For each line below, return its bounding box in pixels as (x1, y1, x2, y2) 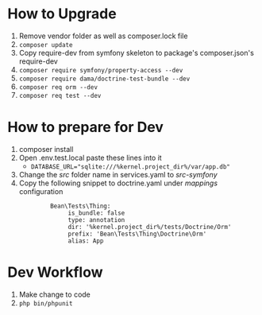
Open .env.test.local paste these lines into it (18, 153, 162, 162)
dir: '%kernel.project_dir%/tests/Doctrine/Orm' (67, 223, 232, 231)
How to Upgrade (7, 5, 117, 23)
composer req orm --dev (18, 83, 98, 91)
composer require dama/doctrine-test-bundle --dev (18, 75, 191, 83)
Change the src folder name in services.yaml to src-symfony (18, 169, 218, 179)
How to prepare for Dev (7, 119, 164, 136)
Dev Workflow (7, 263, 104, 282)
